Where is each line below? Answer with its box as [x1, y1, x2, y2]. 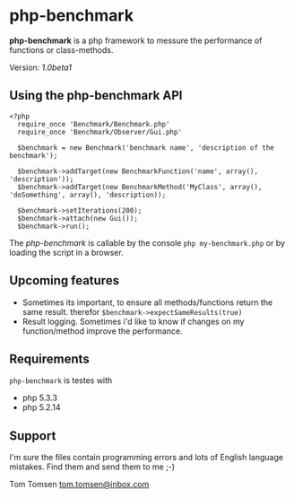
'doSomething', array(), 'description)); [9, 190, 167, 199]
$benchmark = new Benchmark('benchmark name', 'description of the [17, 143, 275, 153]
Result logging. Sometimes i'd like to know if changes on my [22, 316, 245, 327]
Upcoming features [9, 273, 119, 288]
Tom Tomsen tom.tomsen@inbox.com [9, 479, 150, 490]
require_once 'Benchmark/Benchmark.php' [17, 119, 170, 128]
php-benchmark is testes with [9, 375, 113, 386]
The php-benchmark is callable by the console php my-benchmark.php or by [9, 237, 285, 248]
